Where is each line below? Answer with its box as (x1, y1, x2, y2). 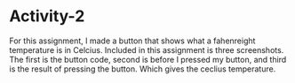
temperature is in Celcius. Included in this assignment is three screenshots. (9, 44, 284, 55)
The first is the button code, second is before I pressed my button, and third (9, 54, 287, 64)
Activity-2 (9, 6, 85, 26)
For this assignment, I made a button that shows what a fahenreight (9, 35, 256, 46)
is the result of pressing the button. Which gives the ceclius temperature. (9, 64, 276, 74)
